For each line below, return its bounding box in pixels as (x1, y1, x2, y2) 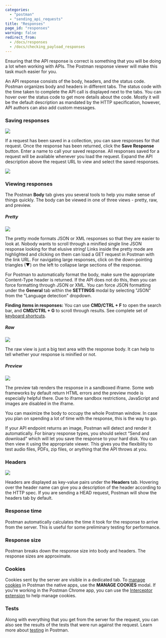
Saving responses (5, 117, 50, 124)
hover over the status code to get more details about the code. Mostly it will (5, 94, 160, 100)
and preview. (5, 202, 31, 208)
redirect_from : (5, 35, 37, 40)
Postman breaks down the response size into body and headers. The (5, 548, 146, 554)
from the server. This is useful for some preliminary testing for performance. (5, 524, 161, 530)
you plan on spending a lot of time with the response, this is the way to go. (5, 416, 157, 422)
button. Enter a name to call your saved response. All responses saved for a (5, 148, 160, 154)
